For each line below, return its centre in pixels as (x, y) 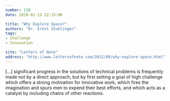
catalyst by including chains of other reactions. (55, 93)
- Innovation (19, 43)
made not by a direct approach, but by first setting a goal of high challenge (84, 77)
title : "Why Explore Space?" (36, 24)
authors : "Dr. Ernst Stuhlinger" (41, 29)
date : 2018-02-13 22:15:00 (34, 15)
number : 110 (18, 10)
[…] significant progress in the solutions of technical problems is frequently (84, 71)
